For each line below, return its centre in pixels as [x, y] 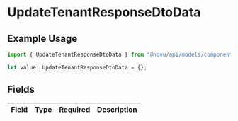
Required [75, 109]
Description [117, 109]
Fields [21, 90]
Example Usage [42, 39]
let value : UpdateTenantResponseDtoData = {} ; [77, 67]
